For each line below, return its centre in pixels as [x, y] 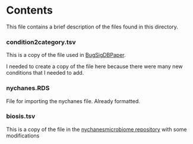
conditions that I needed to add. [45, 73]
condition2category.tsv [41, 42]
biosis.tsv [21, 116]
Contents [30, 10]
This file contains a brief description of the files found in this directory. [92, 27]
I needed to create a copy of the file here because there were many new [94, 66]
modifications [23, 135]
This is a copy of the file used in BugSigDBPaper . [66, 55]
